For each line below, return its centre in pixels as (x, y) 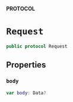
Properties (26, 65)
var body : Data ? (26, 93)
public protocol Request (37, 46)
